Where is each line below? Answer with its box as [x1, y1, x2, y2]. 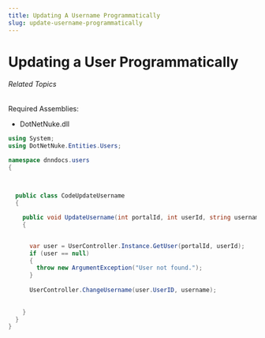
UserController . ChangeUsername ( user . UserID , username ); [28, 286, 217, 295]
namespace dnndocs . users [8, 156, 90, 164]
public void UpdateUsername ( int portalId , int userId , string [22, 214, 231, 222]
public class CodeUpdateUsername [15, 192, 125, 200]
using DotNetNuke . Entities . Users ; [8, 141, 122, 150]
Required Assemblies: [8, 103, 79, 113]
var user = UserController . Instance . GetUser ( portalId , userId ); [28, 242, 245, 250]
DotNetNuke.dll [19, 119, 69, 129]
